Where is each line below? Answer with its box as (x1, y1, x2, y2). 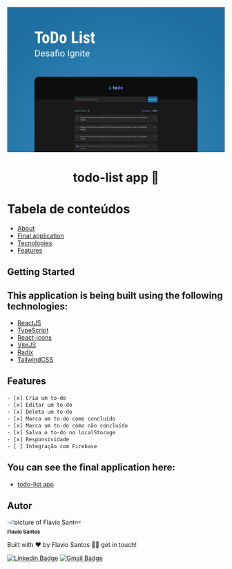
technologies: (7, 300, 68, 312)
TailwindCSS (17, 356, 54, 363)
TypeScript (17, 326, 49, 334)
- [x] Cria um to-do (7, 394, 67, 401)
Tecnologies (17, 238, 52, 247)
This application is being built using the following (7, 289, 223, 301)
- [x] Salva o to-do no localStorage (7, 429, 116, 436)
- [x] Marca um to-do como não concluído (7, 422, 128, 429)
